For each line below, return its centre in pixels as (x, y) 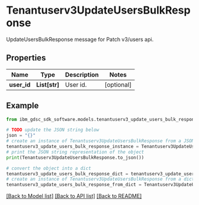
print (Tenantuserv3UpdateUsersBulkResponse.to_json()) (75, 158)
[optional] (118, 85)
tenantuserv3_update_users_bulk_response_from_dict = (74, 185)
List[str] (48, 85)
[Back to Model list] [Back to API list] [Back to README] (74, 196)
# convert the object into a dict (49, 168)
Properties (26, 58)
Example (23, 106)
